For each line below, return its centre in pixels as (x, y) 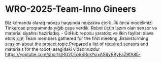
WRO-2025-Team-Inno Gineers (71, 9)
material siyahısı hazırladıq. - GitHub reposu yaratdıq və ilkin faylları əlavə (80, 33)
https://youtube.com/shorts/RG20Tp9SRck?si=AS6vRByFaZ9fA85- (73, 54)
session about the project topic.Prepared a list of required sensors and (77, 44)
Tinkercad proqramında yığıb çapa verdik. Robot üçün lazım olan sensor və (81, 28)
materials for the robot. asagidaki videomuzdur (52, 49)
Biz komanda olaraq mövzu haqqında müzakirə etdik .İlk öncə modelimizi (79, 23)
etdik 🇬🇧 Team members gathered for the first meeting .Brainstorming (77, 38)
